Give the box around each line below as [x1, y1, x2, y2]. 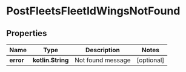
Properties [6, 28, 47, 38]
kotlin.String [32, 56, 69, 64]
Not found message [75, 56, 131, 64]
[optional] [136, 56, 165, 64]
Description [85, 46, 120, 54]
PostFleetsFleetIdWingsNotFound [6, 4, 181, 18]
